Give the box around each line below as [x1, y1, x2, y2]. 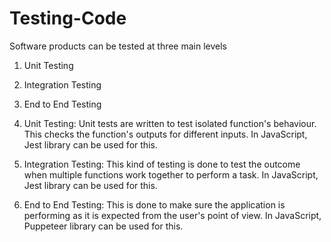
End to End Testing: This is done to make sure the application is [23, 198, 286, 211]
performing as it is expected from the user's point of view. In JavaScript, [23, 209, 322, 221]
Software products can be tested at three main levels [9, 40, 228, 52]
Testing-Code [9, 7, 127, 30]
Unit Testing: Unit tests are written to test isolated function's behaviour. [23, 117, 317, 129]
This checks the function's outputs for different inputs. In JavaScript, [23, 128, 308, 140]
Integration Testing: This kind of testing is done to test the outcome [23, 158, 301, 170]
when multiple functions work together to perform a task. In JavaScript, [23, 168, 319, 181]
